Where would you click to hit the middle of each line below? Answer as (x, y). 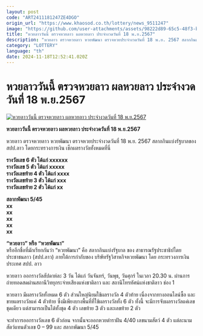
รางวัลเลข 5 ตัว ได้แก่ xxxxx (35, 166)
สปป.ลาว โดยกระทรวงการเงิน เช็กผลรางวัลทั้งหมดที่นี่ (58, 148)
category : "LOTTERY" (32, 46)
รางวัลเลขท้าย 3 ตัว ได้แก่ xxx (36, 180)
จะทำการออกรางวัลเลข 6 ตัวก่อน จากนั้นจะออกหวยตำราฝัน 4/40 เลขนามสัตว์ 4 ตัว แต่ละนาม (99, 320)
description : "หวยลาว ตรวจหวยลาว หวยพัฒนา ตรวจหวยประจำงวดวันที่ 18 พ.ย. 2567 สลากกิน (101, 40)
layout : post (23, 12)
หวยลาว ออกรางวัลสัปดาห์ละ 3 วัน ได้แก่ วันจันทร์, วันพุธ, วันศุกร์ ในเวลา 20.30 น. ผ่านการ (98, 276)
